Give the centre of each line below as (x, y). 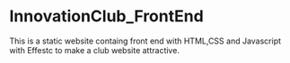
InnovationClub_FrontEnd (106, 16)
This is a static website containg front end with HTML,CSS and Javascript (145, 41)
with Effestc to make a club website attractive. (94, 50)
